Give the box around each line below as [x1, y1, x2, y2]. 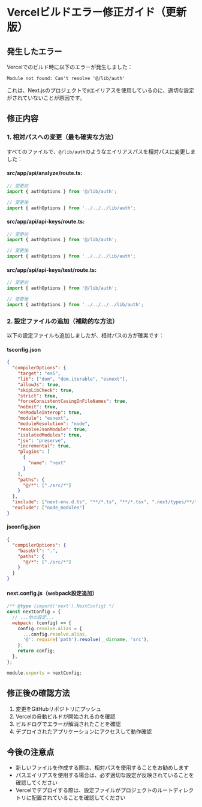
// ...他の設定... [12, 614, 55, 620]
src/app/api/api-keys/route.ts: [7, 218, 85, 225]
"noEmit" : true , [17, 404, 59, 410]
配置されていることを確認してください [31, 794, 126, 802]
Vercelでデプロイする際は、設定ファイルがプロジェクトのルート [15, 787, 173, 794]
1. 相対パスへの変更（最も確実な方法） [7, 133, 117, 141]
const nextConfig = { [7, 609, 61, 615]
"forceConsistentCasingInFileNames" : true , [17, 398, 128, 405]
